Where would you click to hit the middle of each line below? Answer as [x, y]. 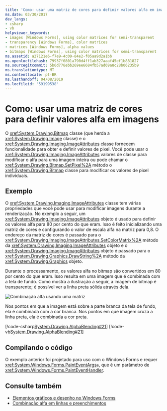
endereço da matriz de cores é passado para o [53, 235]
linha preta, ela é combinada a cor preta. [46, 317]
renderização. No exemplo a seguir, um [45, 214]
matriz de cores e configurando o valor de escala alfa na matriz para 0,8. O [82, 229]
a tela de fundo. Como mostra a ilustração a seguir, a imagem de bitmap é [81, 282]
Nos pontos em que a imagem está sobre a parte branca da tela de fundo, [81, 306]
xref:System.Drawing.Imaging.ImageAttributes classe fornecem [70, 144]
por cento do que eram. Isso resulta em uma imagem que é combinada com [83, 276]
